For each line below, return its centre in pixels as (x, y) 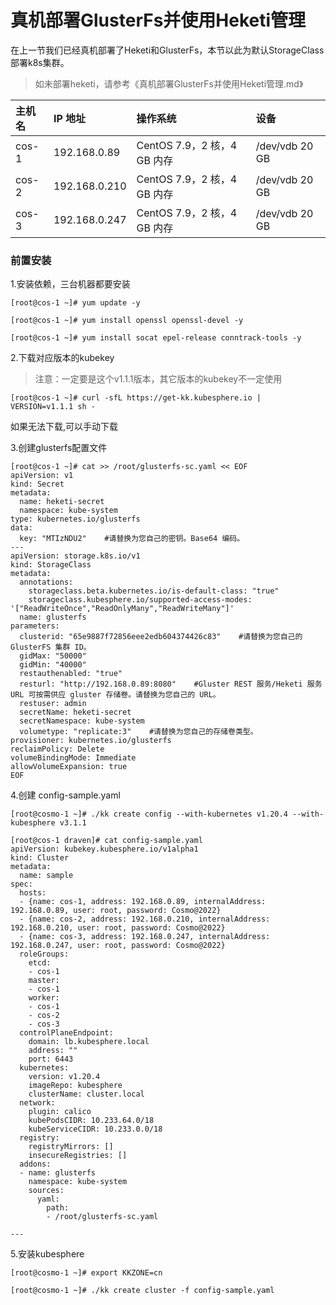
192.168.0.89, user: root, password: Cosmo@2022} (116, 911)
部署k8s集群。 (40, 62)
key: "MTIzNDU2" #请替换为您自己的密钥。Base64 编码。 (132, 539)
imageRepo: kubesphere (75, 1086)
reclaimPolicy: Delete (57, 749)
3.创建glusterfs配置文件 (59, 448)
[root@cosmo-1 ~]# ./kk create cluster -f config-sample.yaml (142, 1291)
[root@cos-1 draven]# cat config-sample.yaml (106, 841)
